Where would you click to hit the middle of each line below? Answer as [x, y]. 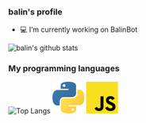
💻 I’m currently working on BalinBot [79, 29]
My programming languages [64, 68]
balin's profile [35, 12]
